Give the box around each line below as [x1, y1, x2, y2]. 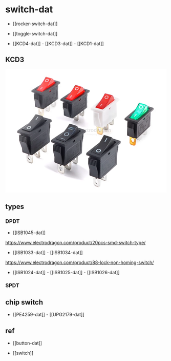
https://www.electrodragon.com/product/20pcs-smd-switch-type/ [5, 239, 146, 245]
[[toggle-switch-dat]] [12, 30, 58, 36]
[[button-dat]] [12, 340, 42, 346]
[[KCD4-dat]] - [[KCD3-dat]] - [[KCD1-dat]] [12, 40, 104, 47]
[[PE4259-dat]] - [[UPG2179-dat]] [12, 312, 84, 318]
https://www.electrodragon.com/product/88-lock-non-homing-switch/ [5, 259, 154, 265]
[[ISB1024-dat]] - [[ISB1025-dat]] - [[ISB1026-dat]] [12, 269, 120, 275]
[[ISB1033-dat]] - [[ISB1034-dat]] [12, 249, 83, 255]
